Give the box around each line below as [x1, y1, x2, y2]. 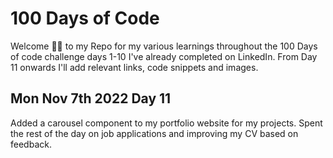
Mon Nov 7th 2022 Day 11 [10, 90, 172, 107]
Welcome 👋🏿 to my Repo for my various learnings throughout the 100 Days [10, 40, 318, 52]
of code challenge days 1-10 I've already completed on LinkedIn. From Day [10, 50, 318, 62]
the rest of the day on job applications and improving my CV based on [10, 127, 299, 139]
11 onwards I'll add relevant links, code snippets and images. [10, 61, 259, 73]
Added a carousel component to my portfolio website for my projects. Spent [10, 117, 323, 129]
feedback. [10, 138, 52, 150]
